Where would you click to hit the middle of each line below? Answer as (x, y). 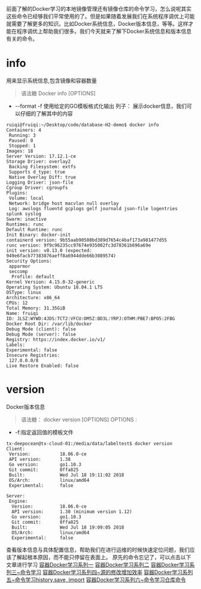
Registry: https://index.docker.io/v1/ (56, 339)
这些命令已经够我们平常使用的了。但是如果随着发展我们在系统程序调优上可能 (100, 16)
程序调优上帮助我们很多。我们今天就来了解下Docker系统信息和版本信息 (104, 31)
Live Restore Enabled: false (42, 366)
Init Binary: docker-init (38, 235)
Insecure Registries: (33, 355)
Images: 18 (20, 151)
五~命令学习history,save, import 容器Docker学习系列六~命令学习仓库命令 (96, 579)
